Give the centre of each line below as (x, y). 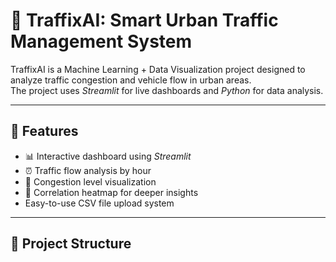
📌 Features (44, 131)
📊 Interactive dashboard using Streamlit (108, 156)
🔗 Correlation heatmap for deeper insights (111, 192)
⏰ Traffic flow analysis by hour (88, 170)
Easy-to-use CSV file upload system (99, 203)
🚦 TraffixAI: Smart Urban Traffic (144, 20)
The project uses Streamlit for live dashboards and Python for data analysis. (167, 90)
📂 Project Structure (71, 244)
